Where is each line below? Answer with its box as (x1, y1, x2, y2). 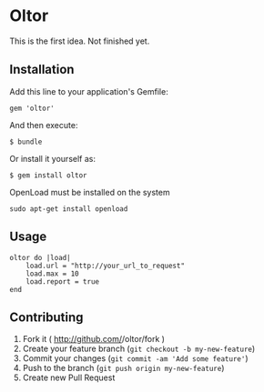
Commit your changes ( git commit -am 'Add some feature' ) (22, 353, 249, 364)
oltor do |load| (9, 253, 71, 262)
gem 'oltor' (9, 104, 55, 113)
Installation (9, 62, 75, 77)
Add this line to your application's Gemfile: (9, 85, 168, 96)
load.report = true (25, 276, 100, 286)
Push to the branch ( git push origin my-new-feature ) (22, 363, 225, 374)
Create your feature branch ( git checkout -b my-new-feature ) (22, 343, 256, 355)
